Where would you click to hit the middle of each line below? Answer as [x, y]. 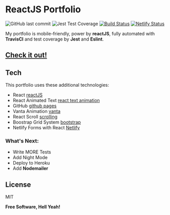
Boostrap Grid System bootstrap [47, 122]
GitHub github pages [35, 106]
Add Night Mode [30, 158]
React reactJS [28, 95]
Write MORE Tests [32, 152]
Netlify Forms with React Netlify [46, 128]
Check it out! [26, 55]
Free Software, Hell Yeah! [33, 207]
